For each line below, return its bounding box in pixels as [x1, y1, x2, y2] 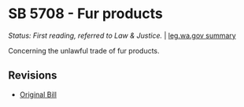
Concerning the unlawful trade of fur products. [8, 46, 160, 55]
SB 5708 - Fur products [8, 5, 164, 23]
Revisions [8, 68, 57, 83]
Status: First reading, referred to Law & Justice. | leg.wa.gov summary [8, 31, 236, 40]
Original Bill [19, 90, 57, 99]
